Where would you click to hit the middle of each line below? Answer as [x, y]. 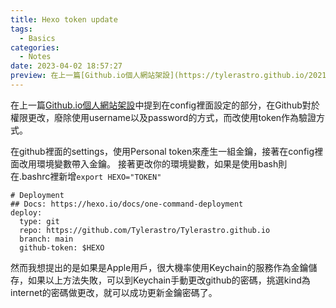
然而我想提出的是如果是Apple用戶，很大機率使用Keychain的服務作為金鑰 [159, 267]
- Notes [35, 57]
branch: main [46, 239]
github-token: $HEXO [62, 247]
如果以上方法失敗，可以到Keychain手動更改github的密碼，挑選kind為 [169, 280]
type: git [39, 221]
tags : [21, 29]
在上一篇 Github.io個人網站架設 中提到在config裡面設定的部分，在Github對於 [165, 105]
